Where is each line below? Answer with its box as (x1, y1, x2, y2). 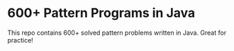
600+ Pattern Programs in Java (7, 5, 196, 21)
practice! (7, 35, 33, 44)
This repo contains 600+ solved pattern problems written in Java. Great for (7, 28, 227, 37)
